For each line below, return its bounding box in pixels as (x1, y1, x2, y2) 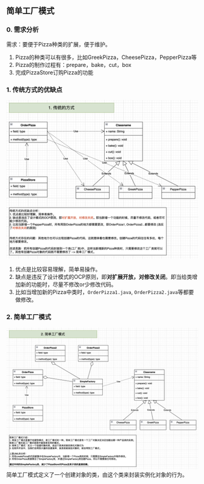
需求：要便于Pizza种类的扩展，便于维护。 (6, 40, 111, 47)
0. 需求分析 (6, 26, 39, 34)
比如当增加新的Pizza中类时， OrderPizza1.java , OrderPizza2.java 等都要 (15, 289, 194, 296)
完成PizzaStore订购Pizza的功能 (15, 69, 94, 76)
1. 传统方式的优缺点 (6, 85, 63, 94)
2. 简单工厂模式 (6, 313, 52, 321)
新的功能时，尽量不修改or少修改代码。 (20, 281, 117, 288)
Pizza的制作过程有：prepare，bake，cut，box (15, 61, 132, 68)
